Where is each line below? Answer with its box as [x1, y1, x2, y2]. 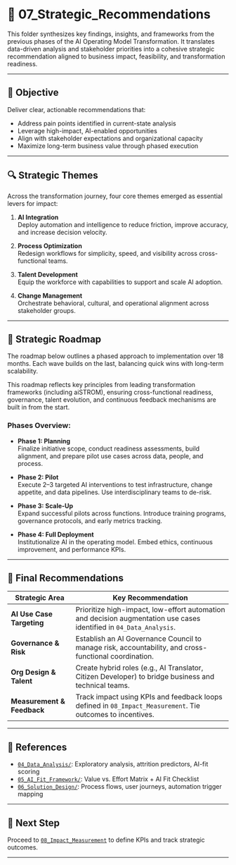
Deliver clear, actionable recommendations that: [7, 105, 146, 114]
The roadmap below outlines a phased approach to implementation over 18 [7, 352, 224, 360]
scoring [17, 768, 40, 776]
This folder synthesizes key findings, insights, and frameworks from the [7, 30, 215, 38]
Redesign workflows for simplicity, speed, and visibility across [17, 249, 198, 257]
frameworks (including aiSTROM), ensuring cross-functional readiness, [7, 388, 214, 397]
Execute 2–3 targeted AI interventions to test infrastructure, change [17, 480, 213, 489]
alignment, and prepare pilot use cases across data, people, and [17, 451, 204, 460]
